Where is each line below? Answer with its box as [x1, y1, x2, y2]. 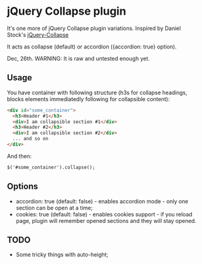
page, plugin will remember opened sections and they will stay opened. [15, 217, 196, 224]
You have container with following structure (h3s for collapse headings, [7, 89, 188, 96]
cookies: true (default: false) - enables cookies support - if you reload [15, 210, 193, 218]
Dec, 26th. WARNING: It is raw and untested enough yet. [7, 55, 150, 62]
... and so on [12, 136, 49, 142]
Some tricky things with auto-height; [15, 251, 109, 258]
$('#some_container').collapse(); [7, 164, 96, 170]
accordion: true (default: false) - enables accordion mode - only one [15, 197, 188, 205]
